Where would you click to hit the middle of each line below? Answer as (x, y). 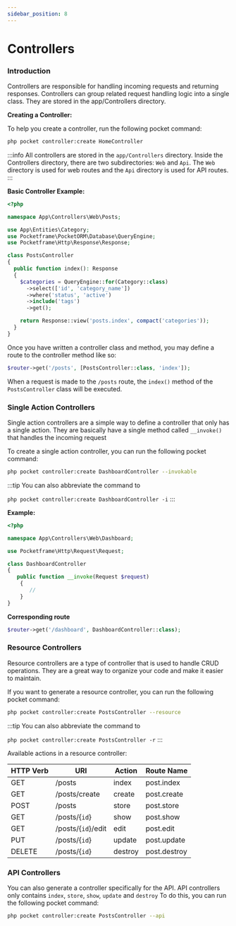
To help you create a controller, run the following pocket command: (105, 129)
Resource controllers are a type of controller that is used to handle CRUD (113, 663)
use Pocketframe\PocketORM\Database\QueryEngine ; (82, 236)
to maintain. (24, 678)
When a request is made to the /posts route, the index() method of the (110, 381)
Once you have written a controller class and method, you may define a (111, 348)
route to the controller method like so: (62, 355)
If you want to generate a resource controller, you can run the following (110, 691)
